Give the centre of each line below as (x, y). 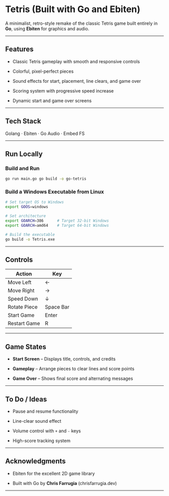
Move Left (20, 282)
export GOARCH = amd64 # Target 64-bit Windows (57, 225)
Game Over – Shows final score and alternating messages (73, 379)
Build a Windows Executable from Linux (55, 192)
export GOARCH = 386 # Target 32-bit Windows (57, 221)
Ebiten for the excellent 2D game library (54, 473)
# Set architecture (26, 216)
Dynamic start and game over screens (52, 101)
